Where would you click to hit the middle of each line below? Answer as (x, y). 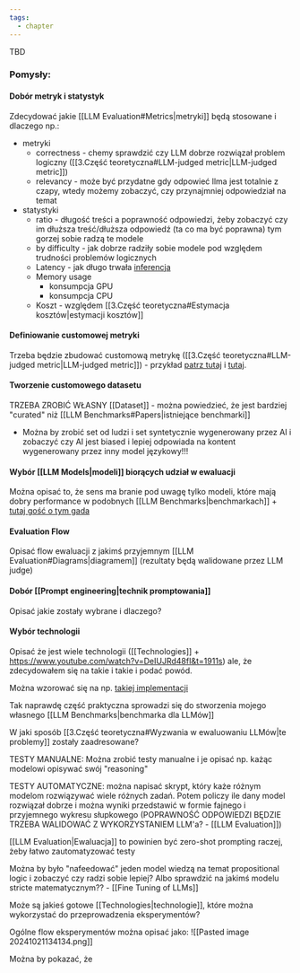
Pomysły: (30, 75)
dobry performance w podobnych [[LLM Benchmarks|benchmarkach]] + (143, 501)
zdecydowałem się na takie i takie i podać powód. (101, 671)
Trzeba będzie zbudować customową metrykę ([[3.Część (115, 355)
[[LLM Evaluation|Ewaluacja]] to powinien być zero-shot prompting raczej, (146, 841)
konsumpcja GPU (81, 286)
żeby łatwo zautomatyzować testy (73, 851)
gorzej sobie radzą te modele (90, 238)
